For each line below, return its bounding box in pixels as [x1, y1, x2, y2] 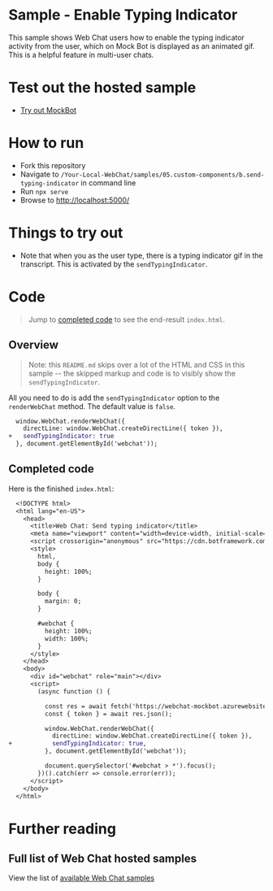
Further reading [8, 819, 116, 838]
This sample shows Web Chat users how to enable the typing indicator [8, 33, 245, 42]
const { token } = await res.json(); [44, 710, 173, 718]
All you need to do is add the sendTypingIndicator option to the [8, 393, 220, 402]
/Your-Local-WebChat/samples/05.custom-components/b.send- [60, 171, 265, 179]
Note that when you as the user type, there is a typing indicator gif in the [19, 250, 263, 260]
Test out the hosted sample [8, 79, 197, 97]
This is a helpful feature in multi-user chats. [8, 50, 154, 59]
